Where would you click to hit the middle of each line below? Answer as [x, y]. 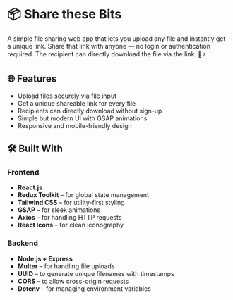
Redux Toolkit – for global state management [83, 195]
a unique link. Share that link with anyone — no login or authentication [109, 46]
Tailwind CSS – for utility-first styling [71, 203]
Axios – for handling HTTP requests [70, 218]
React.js [30, 187]
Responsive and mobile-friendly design [74, 125]
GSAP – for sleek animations [59, 210]
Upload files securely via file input [67, 96]
